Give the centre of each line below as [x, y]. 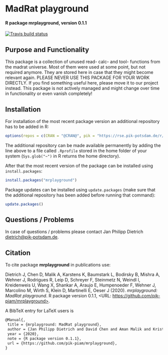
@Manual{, [15, 320]
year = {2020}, [23, 334]
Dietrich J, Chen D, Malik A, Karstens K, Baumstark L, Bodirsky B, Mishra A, [82, 274]
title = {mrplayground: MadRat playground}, [54, 325]
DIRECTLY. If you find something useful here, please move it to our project [82, 83]
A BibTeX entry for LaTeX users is [39, 311]
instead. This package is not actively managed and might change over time [82, 88]
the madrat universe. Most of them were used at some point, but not [75, 67]
